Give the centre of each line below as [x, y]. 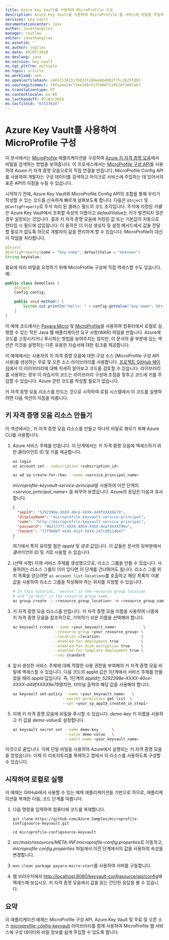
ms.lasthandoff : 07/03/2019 [35, 99]
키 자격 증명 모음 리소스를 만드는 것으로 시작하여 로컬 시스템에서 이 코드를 [77, 391]
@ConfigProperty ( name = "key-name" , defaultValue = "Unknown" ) [73, 252]
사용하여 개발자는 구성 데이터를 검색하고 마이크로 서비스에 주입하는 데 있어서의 [87, 177]
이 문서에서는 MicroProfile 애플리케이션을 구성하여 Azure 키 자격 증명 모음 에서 [82, 158]
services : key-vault [27, 19]
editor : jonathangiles [29, 38]
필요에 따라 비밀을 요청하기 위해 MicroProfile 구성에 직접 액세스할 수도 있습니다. [83, 267]
